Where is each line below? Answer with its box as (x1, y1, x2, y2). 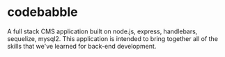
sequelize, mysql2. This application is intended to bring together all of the (7, 34, 218, 42)
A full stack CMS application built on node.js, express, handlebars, (7, 27, 198, 35)
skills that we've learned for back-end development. (7, 42, 157, 50)
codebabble (7, 4, 78, 20)
